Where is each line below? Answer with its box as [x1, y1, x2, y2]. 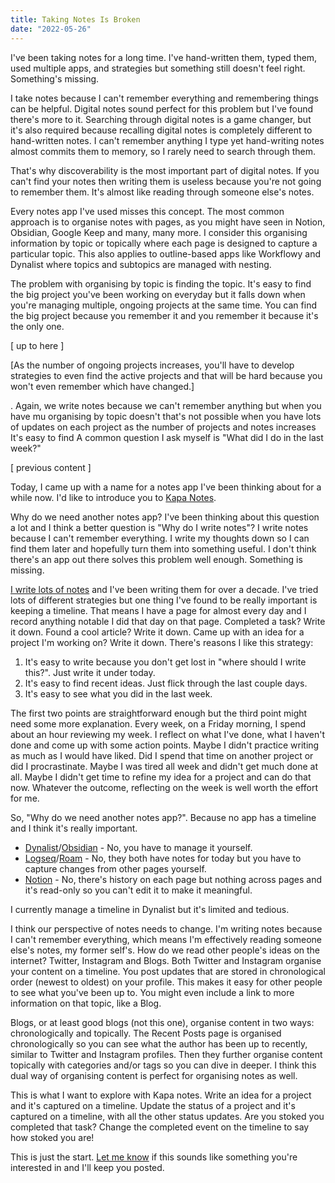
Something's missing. [10, 72, 100, 85]
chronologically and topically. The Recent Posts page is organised [10, 1027, 282, 1039]
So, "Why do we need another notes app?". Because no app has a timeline [10, 811, 317, 823]
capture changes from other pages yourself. [24, 862, 207, 875]
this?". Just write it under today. [24, 666, 156, 678]
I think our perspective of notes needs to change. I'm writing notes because [10, 922, 323, 935]
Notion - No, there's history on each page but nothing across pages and [24, 873, 323, 885]
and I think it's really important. [10, 822, 138, 834]
